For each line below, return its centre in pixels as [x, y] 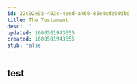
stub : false [24, 45]
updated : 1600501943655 [41, 33]
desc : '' [20, 26]
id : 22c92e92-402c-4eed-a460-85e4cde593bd [68, 13]
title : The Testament [38, 20]
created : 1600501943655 [41, 39]
